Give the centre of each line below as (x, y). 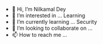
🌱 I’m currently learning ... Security (54, 22)
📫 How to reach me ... (39, 35)
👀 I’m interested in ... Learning (48, 15)
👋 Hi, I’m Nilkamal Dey (39, 9)
